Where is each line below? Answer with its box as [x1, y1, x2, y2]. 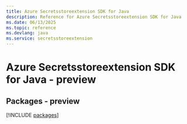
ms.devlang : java [6, 30, 49, 36]
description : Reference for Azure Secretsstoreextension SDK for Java [6, 14, 182, 20]
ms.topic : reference [6, 24, 57, 31]
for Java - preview [6, 73, 96, 86]
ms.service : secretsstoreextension [6, 36, 93, 41]
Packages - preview [6, 96, 80, 106]
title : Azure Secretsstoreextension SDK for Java [6, 8, 130, 15]
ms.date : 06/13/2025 [6, 19, 57, 25]
